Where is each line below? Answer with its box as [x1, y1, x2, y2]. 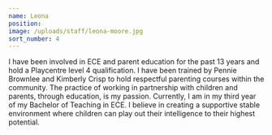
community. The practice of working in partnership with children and [8, 83, 238, 93]
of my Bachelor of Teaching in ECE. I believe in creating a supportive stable [8, 100, 261, 110]
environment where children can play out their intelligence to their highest [8, 109, 256, 119]
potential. [8, 117, 41, 127]
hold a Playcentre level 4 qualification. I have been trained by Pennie [8, 66, 237, 76]
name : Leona [8, 11, 49, 20]
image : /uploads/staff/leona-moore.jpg [8, 27, 144, 35]
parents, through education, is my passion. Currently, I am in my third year [8, 91, 257, 102]
